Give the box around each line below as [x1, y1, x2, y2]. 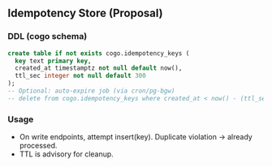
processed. [19, 141, 58, 151]
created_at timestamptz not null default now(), [15, 64, 183, 72]
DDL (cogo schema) [7, 31, 88, 42]
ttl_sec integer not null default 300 [15, 72, 147, 80]
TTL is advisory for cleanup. [19, 149, 114, 159]
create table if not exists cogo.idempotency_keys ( [7, 49, 190, 58]
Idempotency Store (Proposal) [7, 6, 163, 20]
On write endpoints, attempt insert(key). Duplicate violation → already [19, 132, 253, 142]
